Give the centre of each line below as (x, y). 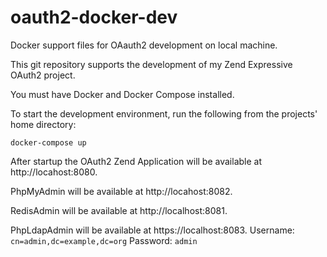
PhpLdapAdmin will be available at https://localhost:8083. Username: (152, 230)
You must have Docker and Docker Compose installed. (122, 94)
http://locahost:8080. (54, 172)
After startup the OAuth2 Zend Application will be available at (136, 161)
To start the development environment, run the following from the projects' (164, 113)
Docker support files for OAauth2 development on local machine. (144, 45)
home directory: (43, 124)
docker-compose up (48, 142)
